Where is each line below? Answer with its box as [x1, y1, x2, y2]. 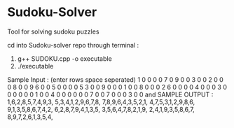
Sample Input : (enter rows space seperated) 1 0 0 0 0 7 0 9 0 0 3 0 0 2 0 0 [7, 75, 224, 84]
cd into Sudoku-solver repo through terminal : [7, 41, 139, 49]
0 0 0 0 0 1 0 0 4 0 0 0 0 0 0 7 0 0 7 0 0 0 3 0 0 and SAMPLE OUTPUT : [7, 90, 214, 99]
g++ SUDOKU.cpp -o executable [17, 54, 112, 63]
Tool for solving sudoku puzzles [7, 27, 99, 36]
